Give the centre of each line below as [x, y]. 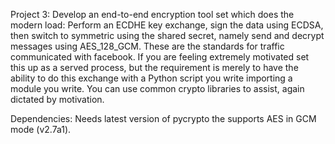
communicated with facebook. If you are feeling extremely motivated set [160, 57]
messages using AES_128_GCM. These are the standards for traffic [147, 46]
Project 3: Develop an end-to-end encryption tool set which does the [152, 14]
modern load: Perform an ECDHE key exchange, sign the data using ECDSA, [167, 25]
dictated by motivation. [57, 99]
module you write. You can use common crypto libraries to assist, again [157, 88]
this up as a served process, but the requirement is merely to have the [154, 67]
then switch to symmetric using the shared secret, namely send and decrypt [167, 35]
